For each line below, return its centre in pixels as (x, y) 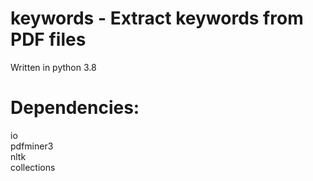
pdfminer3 (32, 146)
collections (33, 167)
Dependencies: (75, 108)
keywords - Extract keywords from (157, 18)
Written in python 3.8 (53, 67)
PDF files (48, 39)
